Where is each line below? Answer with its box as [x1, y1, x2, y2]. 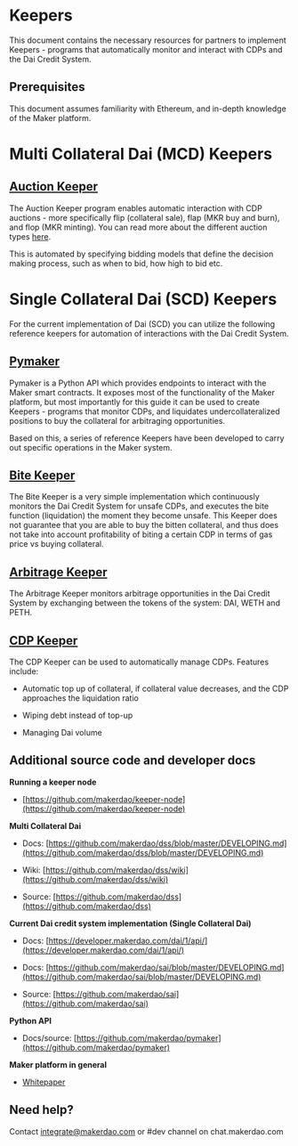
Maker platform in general [9, 1059, 108, 1069]
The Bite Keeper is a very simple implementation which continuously [9, 492, 260, 502]
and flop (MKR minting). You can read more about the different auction [9, 222, 268, 232]
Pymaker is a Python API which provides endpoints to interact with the [9, 378, 267, 388]
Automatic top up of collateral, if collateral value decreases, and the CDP [21, 683, 289, 694]
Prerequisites [9, 79, 85, 94]
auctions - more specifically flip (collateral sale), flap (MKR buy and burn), [9, 212, 280, 223]
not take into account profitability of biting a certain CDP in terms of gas [9, 529, 273, 540]
